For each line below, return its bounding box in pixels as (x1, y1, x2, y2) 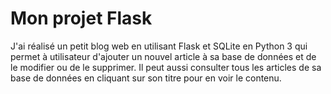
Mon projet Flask (10, 7, 153, 30)
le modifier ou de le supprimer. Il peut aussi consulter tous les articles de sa (10, 61, 322, 73)
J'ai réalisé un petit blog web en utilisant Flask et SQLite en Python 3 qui (10, 40, 308, 52)
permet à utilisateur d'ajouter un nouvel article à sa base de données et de (10, 50, 317, 62)
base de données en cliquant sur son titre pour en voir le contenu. (10, 72, 282, 84)
